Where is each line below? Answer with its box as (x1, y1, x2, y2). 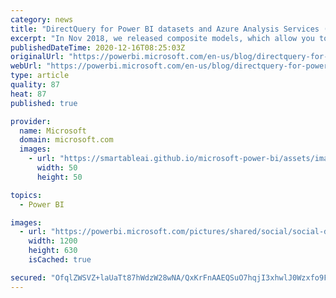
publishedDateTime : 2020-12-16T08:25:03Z (10, 42, 186, 53)
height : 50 (36, 172, 83, 182)
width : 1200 (28, 236, 78, 246)
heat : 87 (10, 89, 47, 99)
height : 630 (28, 246, 78, 256)
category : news (10, 14, 74, 25)
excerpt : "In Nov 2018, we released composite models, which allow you (10, 33, 315, 43)
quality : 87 (10, 80, 60, 90)
